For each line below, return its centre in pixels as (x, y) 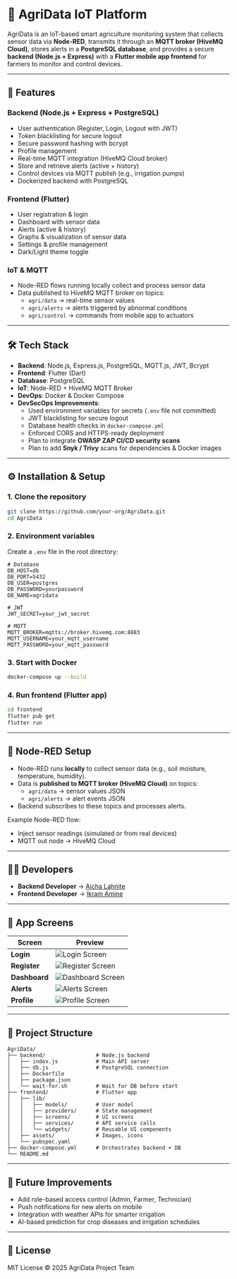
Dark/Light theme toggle (53, 251)
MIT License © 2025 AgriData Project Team (71, 1267)
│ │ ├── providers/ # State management (80, 1111)
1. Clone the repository (47, 497)
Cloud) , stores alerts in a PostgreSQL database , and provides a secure (111, 49)
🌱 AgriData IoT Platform (77, 14)
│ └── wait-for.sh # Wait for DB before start (93, 1086)
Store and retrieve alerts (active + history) (78, 166)
